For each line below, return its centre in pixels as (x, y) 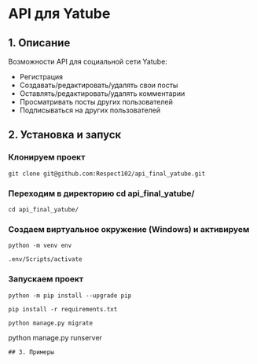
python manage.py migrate (50, 323)
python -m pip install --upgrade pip (70, 296)
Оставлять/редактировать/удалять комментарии (102, 94)
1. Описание (39, 43)
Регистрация (41, 77)
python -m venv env (40, 246)
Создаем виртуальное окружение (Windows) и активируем (129, 229)
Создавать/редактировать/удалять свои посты (99, 85)
